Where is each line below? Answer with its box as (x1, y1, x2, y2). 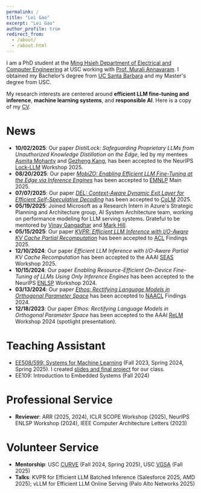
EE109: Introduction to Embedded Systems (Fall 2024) (14, 371, 150, 379)
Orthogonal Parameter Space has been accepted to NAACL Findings (14, 292, 187, 299)
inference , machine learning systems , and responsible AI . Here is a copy (6, 96, 192, 103)
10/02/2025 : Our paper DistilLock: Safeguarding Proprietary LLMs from (14, 144, 194, 151)
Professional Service (6, 393, 113, 406)
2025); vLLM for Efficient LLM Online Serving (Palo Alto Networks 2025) (14, 480, 195, 487)
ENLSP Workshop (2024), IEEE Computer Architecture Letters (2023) (14, 419, 187, 426)
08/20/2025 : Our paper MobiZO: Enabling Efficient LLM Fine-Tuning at (14, 170, 193, 177)
